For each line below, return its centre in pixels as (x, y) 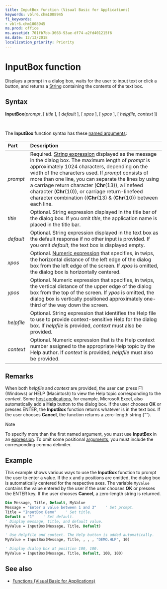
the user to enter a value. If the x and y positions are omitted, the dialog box (83, 478)
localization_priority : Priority (40, 42)
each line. (42, 204)
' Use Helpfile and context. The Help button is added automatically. (80, 535)
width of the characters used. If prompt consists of (89, 173)
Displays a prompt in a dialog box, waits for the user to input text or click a (81, 81)
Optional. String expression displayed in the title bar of (93, 212)
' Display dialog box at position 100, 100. (52, 549)
